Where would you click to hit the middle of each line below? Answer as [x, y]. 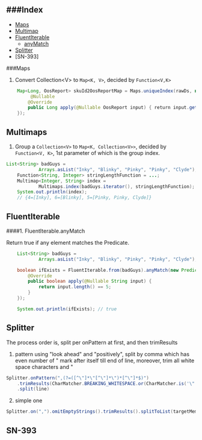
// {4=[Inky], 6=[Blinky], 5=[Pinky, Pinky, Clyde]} [84, 198]
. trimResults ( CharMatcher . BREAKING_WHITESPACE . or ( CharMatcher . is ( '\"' [107, 383]
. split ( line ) [33, 389]
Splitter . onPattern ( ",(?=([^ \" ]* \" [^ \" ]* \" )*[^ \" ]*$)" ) [78, 378]
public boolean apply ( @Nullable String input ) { [90, 281]
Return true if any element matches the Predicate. [68, 242]
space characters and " [44, 366]
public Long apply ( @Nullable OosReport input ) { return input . [109, 108]
